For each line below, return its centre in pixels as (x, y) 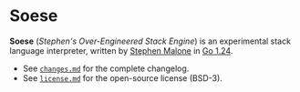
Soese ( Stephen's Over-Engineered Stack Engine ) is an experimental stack (150, 41)
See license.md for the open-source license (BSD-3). (123, 77)
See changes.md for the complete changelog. (106, 68)
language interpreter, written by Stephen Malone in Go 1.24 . (121, 50)
